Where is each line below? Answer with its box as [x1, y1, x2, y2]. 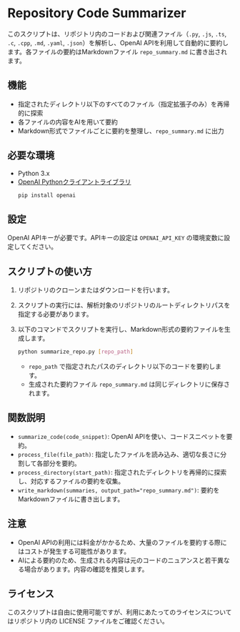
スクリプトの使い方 [7, 265, 92, 277]
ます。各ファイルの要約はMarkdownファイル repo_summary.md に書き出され [7, 47, 227, 56]
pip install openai [17, 192, 76, 199]
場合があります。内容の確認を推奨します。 [24, 565, 149, 573]
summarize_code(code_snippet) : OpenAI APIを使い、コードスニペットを [17, 432, 226, 440]
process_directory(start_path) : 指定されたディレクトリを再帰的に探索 [17, 468, 227, 476]
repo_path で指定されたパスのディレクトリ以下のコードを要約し [28, 362, 216, 370]
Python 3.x [17, 169, 50, 177]
